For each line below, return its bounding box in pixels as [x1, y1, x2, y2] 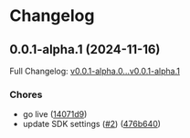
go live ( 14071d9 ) [22, 109, 88, 120]
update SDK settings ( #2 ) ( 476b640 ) [22, 119, 162, 130]
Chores [9, 88, 43, 101]
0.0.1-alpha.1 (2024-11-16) [9, 42, 161, 57]
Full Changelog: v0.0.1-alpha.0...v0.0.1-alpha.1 [9, 65, 181, 76]
